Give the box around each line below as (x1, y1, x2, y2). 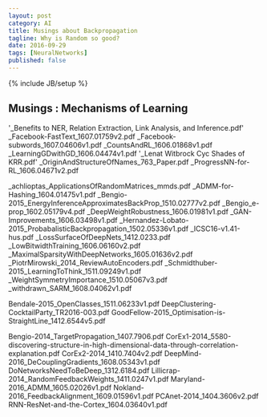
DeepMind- (164, 348, 202, 358)
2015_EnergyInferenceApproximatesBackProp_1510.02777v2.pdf (8, 198, 220, 208)
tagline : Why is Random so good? (8, 34, 120, 43)
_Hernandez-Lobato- (119, 215, 189, 225)
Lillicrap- (151, 366, 180, 375)
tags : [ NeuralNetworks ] (8, 49, 88, 57)
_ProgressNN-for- (190, 157, 250, 167)
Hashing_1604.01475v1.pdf (8, 189, 96, 199)
